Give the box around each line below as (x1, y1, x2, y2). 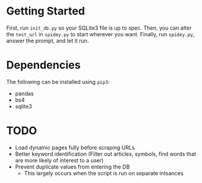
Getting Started (6, 4, 86, 18)
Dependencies (6, 59, 81, 72)
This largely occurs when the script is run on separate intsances (24, 169, 184, 176)
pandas (14, 89, 34, 97)
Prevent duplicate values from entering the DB (14, 163, 130, 170)
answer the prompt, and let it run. (6, 37, 89, 44)
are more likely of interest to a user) (14, 156, 104, 164)
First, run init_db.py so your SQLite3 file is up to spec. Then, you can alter (6, 24, 192, 31)
